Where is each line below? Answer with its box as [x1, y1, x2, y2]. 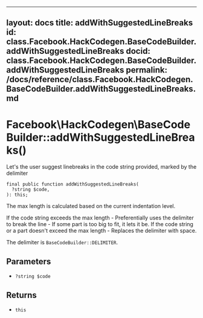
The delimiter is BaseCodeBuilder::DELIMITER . [6, 239, 118, 246]
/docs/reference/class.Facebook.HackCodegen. [6, 74, 193, 85]
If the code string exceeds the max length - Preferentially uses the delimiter [6, 214, 195, 221]
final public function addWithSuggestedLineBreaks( [6, 181, 139, 187]
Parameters [6, 256, 51, 267]
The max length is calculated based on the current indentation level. [6, 203, 176, 210]
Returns [6, 290, 37, 300]
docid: [126, 46, 151, 56]
